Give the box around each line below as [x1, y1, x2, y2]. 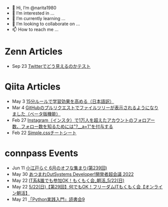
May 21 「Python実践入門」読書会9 [12, 196, 85, 202]
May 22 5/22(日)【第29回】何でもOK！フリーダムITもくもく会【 [12, 183, 145, 189]
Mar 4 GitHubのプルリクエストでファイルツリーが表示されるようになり [12, 105, 159, 111]
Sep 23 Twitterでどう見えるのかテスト [12, 63, 91, 69]
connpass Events [5, 148, 78, 159]
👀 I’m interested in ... [12, 10, 55, 16]
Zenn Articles [5, 46, 63, 57]
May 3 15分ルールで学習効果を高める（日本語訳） [12, 98, 114, 104]
